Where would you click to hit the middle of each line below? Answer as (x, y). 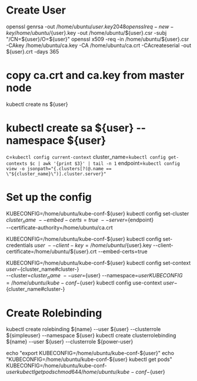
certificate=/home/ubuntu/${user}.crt (51, 251)
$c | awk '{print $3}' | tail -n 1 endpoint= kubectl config (105, 163)
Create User (36, 10)
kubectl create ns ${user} (37, 104)
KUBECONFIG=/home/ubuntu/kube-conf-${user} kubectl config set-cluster (98, 213)
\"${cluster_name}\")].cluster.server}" (56, 174)
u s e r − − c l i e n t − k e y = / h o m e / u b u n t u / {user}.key (93, 245)
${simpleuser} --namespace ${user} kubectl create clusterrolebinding (91, 336)
